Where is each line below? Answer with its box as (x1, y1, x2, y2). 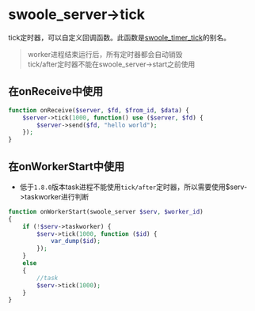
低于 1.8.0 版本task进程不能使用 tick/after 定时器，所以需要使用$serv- (19, 182, 248, 192)
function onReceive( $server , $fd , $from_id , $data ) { (8, 106, 190, 114)
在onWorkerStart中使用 (8, 160, 125, 173)
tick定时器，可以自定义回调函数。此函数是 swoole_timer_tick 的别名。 (8, 32, 231, 42)
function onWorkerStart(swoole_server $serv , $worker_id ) (8, 207, 204, 215)
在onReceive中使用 (8, 85, 104, 98)
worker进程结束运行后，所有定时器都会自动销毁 (27, 49, 183, 59)
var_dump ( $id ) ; (50, 237, 101, 245)
